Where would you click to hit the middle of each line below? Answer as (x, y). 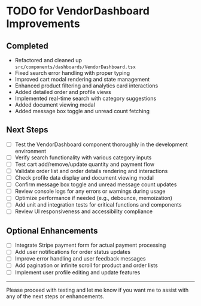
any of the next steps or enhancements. (55, 296)
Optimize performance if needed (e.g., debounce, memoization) (93, 198)
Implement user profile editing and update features (77, 272)
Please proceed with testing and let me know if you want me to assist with (98, 290)
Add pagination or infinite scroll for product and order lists (86, 265)
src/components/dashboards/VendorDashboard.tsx (75, 67)
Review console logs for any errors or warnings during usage (90, 191)
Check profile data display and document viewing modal (84, 178)
